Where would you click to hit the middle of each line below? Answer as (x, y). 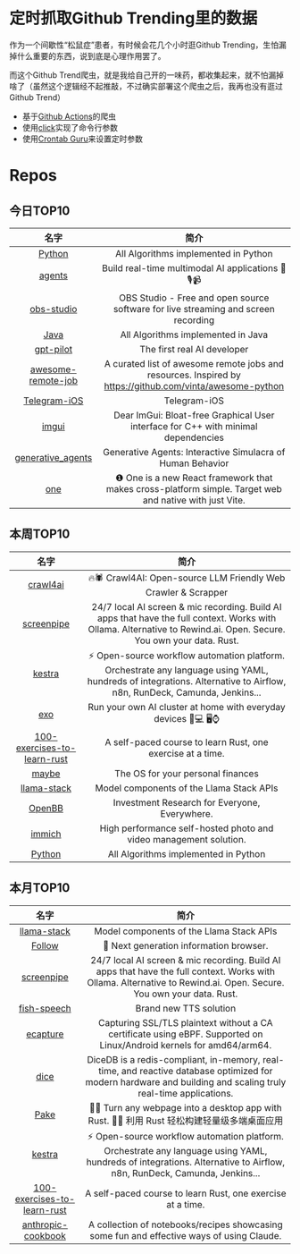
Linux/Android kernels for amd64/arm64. (186, 1045)
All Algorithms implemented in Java (194, 335)
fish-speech (45, 1008)
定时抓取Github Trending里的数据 (133, 18)
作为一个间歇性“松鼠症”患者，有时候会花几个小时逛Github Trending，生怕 (144, 45)
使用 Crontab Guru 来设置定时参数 (83, 139)
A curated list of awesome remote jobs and (194, 363)
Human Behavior (194, 463)
